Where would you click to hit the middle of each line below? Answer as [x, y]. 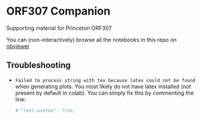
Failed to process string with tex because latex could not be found [105, 80]
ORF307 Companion [58, 11]
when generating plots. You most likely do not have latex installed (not [103, 86]
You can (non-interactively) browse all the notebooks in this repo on [92, 39]
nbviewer [18, 46]
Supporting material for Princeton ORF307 [59, 28]
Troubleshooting [39, 65]
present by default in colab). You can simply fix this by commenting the [104, 93]
